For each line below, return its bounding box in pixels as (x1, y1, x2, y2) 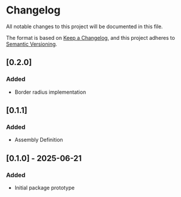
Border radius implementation (14, 89, 86, 96)
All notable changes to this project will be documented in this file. (6, 23, 163, 30)
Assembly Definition (14, 136, 63, 144)
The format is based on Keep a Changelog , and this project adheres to (6, 34, 175, 41)
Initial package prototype (14, 184, 75, 191)
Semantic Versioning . (6, 40, 57, 47)
